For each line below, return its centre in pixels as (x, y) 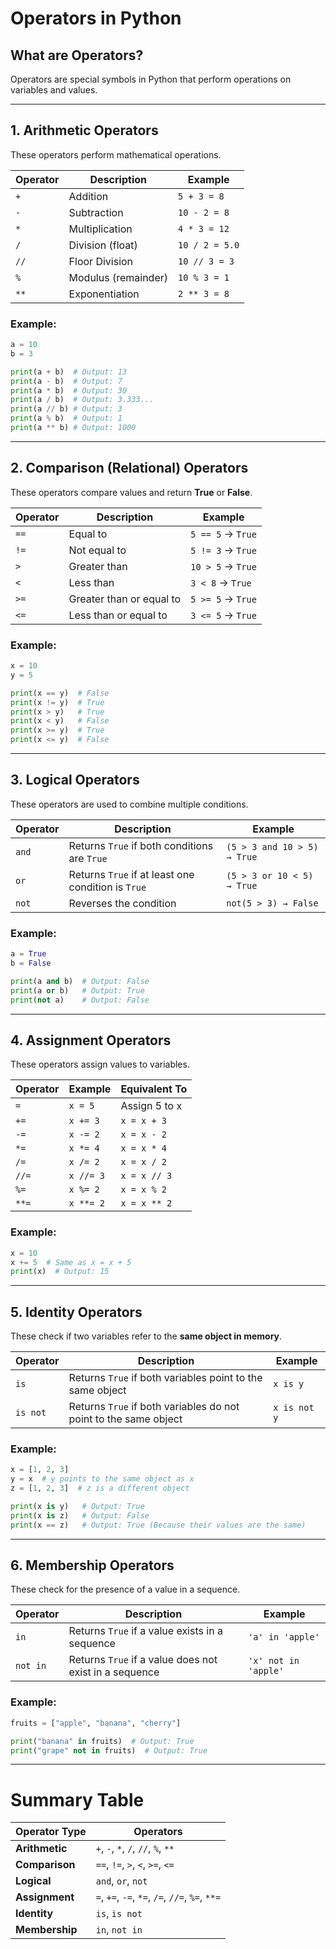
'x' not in (274, 1661)
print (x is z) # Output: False (80, 1515)
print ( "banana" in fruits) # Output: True (102, 1741)
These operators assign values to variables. (100, 1064)
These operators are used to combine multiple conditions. (129, 804)
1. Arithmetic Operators (84, 130)
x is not (294, 1408)
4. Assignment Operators (91, 1040)
